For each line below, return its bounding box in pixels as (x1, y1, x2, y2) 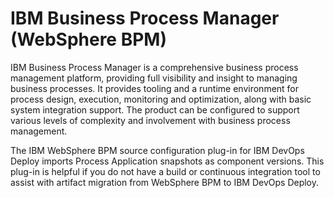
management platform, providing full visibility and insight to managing (10, 72, 298, 84)
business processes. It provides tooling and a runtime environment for (10, 82, 300, 94)
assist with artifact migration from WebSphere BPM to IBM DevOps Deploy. (10, 176, 320, 188)
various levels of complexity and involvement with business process (10, 114, 291, 126)
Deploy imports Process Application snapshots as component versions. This (10, 155, 325, 167)
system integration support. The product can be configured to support (10, 103, 300, 116)
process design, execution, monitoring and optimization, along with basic (10, 93, 312, 105)
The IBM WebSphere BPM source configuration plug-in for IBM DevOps (10, 144, 305, 156)
